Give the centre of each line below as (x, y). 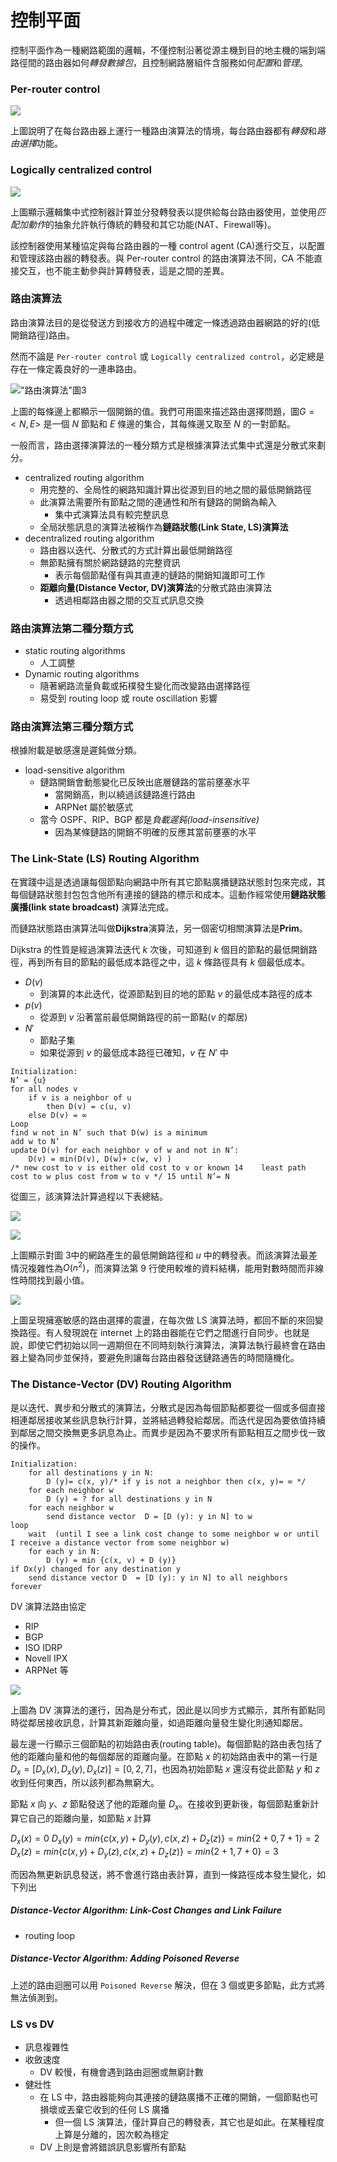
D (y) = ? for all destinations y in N (129, 1499)
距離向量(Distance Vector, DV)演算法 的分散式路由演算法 (155, 587)
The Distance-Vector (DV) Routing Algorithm (121, 1384)
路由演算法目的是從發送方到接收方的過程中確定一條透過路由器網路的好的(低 (165, 322)
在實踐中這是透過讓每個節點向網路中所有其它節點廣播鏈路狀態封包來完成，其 (168, 882)
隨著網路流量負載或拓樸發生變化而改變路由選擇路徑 (145, 686)
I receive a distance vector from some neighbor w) (120, 1542)
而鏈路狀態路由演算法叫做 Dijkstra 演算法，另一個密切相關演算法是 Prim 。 (159, 928)
